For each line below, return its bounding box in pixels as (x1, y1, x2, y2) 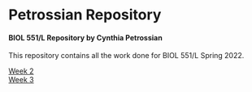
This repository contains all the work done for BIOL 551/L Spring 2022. (8, 51, 245, 61)
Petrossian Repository (8, 6, 162, 24)
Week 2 (8, 66, 34, 76)
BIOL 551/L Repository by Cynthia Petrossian (8, 32, 163, 42)
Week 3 (8, 75, 34, 85)
